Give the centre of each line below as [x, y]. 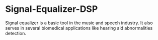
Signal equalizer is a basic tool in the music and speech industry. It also [79, 23]
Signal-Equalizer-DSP [52, 9]
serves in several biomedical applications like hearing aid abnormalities [79, 28]
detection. [16, 33]
